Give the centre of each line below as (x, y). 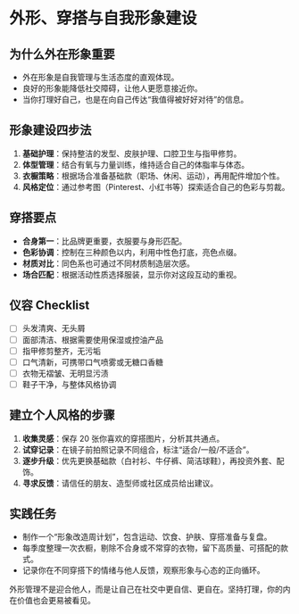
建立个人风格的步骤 (62, 415)
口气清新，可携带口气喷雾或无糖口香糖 (92, 361)
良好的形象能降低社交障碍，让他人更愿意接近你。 (112, 88)
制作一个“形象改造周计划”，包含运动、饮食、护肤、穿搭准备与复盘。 (147, 537)
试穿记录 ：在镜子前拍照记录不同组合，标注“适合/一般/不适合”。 (138, 449)
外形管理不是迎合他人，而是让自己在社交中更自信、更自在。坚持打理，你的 (146, 589)
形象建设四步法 (50, 130)
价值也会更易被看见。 (56, 601)
